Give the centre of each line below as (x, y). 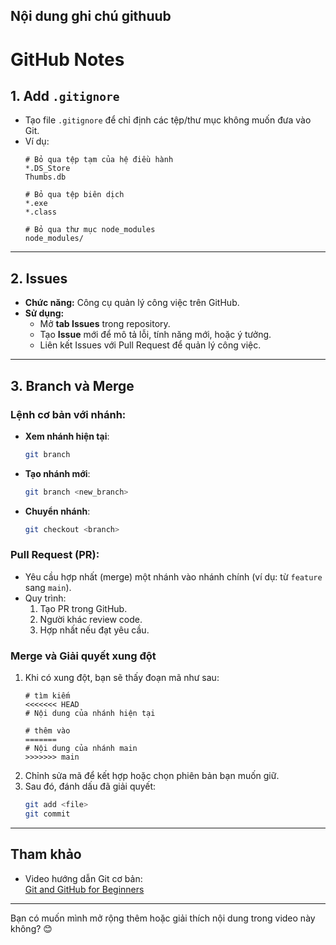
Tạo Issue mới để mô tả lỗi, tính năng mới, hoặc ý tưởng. (155, 335)
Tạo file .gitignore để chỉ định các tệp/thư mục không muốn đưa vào (168, 120)
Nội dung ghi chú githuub (91, 16)
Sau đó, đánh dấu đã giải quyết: (90, 786)
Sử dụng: (44, 313)
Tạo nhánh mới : (57, 473)
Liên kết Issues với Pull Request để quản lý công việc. (150, 345)
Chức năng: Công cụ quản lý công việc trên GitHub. (132, 303)
